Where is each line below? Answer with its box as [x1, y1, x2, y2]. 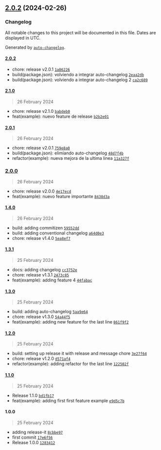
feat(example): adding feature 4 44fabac [12, 277, 92, 283]
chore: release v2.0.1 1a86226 [12, 66, 71, 72]
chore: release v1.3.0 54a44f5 [12, 314, 71, 320]
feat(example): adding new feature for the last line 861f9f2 [12, 319, 129, 325]
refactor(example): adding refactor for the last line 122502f [12, 361, 129, 367]
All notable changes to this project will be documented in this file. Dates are [5, 29, 157, 36]
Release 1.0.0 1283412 [12, 439, 55, 445]
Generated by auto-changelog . [5, 44, 66, 50]
